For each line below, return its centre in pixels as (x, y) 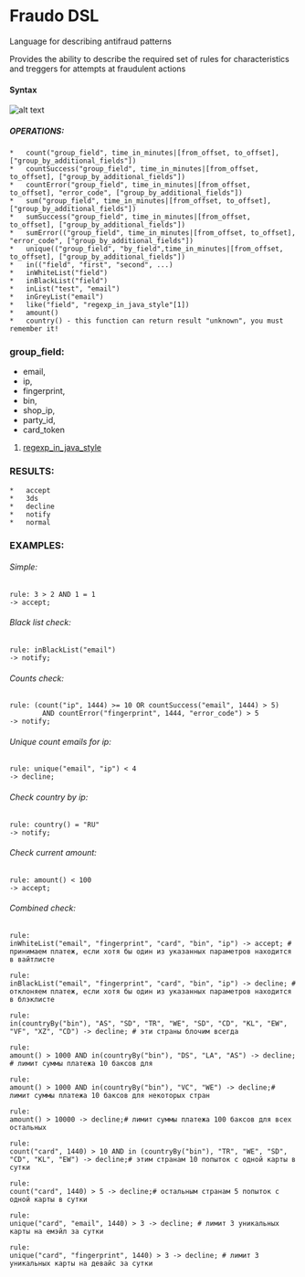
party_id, (39, 420)
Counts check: (37, 678)
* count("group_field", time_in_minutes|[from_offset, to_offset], (145, 153)
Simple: (24, 567)
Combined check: (42, 908)
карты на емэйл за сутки (57, 1232)
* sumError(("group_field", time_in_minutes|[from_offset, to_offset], (153, 233)
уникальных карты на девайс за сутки (81, 1264)
